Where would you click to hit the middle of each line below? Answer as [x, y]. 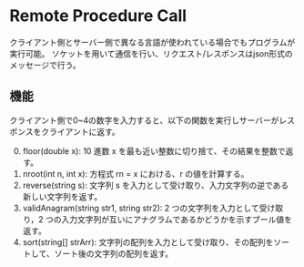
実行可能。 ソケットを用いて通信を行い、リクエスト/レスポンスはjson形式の [151, 53]
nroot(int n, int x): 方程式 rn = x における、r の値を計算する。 [136, 173]
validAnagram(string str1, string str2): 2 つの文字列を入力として [141, 208]
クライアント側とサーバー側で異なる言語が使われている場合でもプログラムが [152, 42]
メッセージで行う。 [45, 65]
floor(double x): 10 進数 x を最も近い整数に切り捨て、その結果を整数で [154, 150]
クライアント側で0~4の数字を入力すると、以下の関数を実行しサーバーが [144, 120]
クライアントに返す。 [80, 131]
